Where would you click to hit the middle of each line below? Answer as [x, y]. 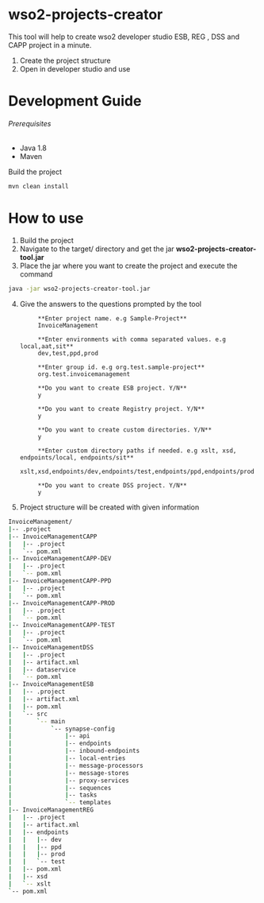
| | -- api [49, 736]
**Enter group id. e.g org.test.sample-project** [121, 367]
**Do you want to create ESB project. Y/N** [113, 388]
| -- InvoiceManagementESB [51, 684]
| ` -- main [37, 721]
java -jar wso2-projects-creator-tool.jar [79, 289]
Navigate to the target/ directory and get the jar [97, 249]
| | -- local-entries [67, 758]
